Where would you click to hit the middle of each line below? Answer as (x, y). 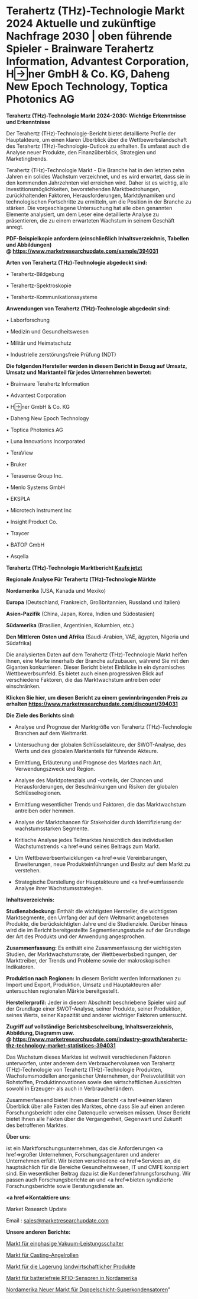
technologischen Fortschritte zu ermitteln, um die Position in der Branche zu (99, 201)
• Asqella (17, 556)
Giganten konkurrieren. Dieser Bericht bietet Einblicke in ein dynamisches (95, 667)
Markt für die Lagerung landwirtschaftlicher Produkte (71, 1266)
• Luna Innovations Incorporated (46, 441)
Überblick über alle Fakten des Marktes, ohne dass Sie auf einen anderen (95, 1106)
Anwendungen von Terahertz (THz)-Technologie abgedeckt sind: (88, 308)
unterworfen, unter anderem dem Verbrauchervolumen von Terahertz (91, 1063)
